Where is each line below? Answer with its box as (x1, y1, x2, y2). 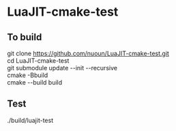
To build (7, 31, 42, 43)
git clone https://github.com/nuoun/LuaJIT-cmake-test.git (7, 49, 169, 57)
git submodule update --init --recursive (7, 64, 118, 72)
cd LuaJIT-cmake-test (7, 57, 70, 65)
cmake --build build (7, 78, 63, 86)
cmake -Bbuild (7, 71, 48, 79)
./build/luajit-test (7, 116, 53, 124)
